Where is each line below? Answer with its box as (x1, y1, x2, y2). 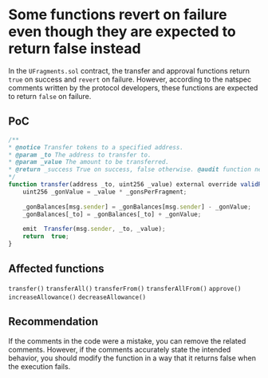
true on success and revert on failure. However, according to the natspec (8, 74, 252, 84)
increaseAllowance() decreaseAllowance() (8, 293, 146, 301)
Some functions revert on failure (8, 6, 227, 24)
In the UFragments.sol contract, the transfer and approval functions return (8, 66, 250, 75)
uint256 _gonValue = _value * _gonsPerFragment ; (22, 188, 187, 196)
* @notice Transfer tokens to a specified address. (8, 143, 183, 151)
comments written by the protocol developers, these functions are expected (8, 82, 258, 93)
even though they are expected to (8, 22, 237, 41)
